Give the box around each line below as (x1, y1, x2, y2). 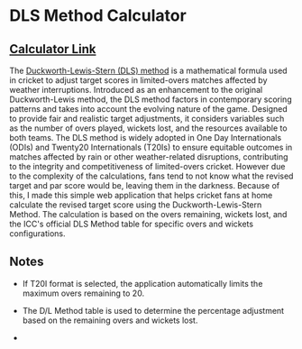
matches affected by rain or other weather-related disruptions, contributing (9, 152, 288, 162)
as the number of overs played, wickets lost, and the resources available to (9, 123, 288, 133)
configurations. (9, 228, 66, 239)
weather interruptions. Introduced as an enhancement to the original (9, 85, 263, 95)
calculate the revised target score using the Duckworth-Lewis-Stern (9, 199, 262, 210)
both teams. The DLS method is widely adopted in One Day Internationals (9, 133, 282, 142)
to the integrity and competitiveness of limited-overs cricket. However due (9, 161, 286, 171)
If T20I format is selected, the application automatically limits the (22, 278, 263, 289)
